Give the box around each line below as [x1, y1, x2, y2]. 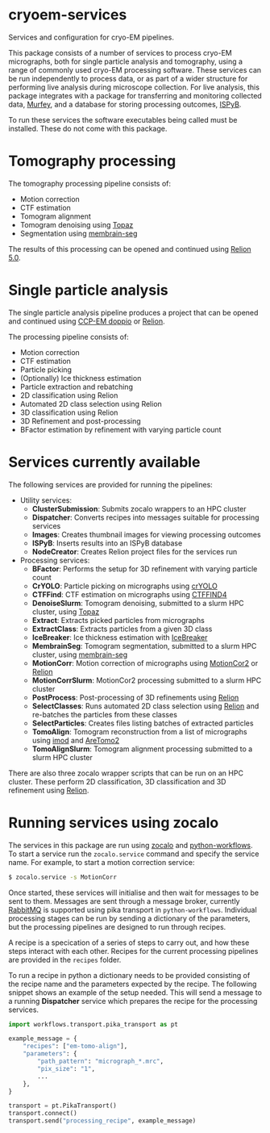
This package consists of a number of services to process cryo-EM [8, 48, 232, 57]
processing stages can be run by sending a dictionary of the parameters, [8, 914, 251, 923]
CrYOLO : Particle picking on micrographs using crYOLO [31, 581, 218, 591]
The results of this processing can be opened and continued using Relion [8, 244, 251, 253]
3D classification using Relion [19, 408, 118, 417]
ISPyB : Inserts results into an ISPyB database [31, 538, 183, 548]
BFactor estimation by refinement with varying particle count [19, 424, 222, 434]
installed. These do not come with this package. [8, 123, 168, 133]
